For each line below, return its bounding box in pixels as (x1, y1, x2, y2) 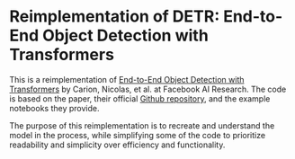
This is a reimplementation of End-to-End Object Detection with (9, 74, 245, 84)
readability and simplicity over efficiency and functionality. (9, 139, 226, 150)
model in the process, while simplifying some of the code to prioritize (9, 129, 266, 140)
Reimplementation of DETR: (9, 6, 220, 27)
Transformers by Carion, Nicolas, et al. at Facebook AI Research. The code (9, 84, 287, 94)
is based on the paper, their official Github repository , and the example (9, 93, 271, 104)
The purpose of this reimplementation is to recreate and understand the (9, 119, 275, 131)
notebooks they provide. (9, 102, 100, 113)
